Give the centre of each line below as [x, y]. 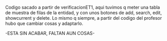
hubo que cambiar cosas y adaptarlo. [44, 23]
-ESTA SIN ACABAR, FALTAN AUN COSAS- [50, 33]
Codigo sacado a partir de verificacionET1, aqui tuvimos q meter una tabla [83, 7]
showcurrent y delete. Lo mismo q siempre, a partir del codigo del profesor [84, 18]
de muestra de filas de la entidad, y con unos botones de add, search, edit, [83, 13]
